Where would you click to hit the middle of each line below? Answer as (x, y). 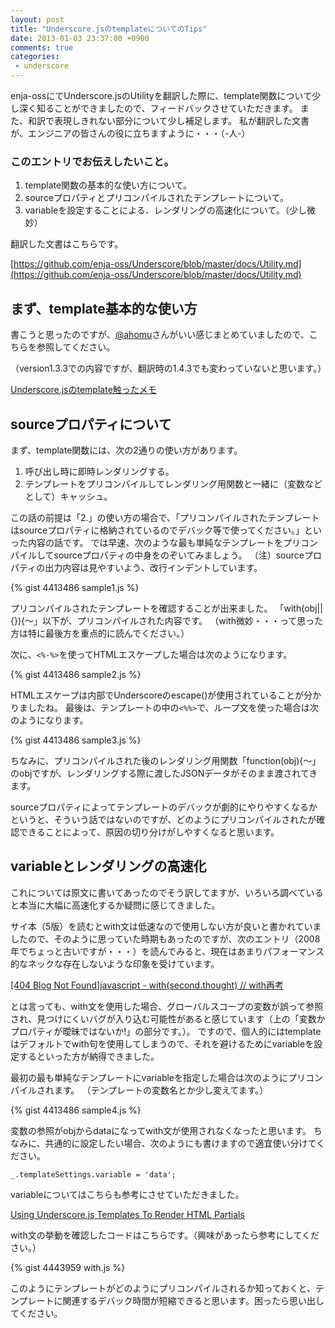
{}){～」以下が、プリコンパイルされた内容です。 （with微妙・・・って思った (167, 620)
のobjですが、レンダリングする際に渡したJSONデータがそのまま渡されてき (164, 773)
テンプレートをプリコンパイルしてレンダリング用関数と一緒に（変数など (173, 483)
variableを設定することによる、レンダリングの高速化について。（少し (165, 210)
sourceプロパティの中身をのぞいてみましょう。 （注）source (179, 555)
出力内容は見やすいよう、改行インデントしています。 (153, 567)
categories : (35, 57)
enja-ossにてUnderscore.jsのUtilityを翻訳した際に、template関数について (161, 95)
